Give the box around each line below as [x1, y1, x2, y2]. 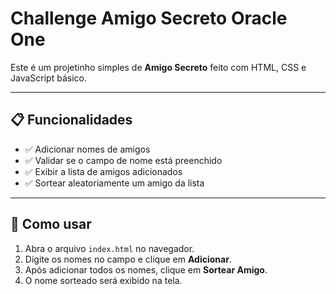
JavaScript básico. [10, 72, 87, 84]
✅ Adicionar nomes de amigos [24, 143, 151, 155]
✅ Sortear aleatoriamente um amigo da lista [24, 177, 205, 189]
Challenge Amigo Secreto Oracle [10, 7, 288, 30]
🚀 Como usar [10, 216, 92, 233]
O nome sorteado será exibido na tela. [24, 274, 183, 286]
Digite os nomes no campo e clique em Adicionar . [24, 253, 232, 265]
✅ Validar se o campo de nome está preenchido [24, 154, 223, 166]
